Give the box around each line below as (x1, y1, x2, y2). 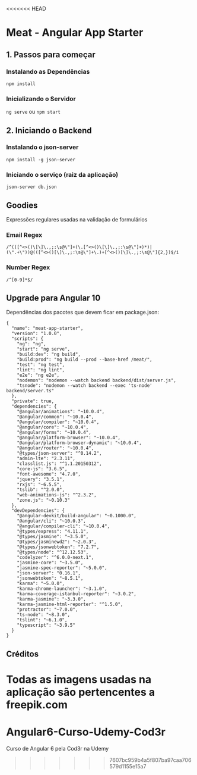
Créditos (6, 649, 39, 659)
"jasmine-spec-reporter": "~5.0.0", (17, 565, 108, 571)
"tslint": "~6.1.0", (17, 617, 68, 623)
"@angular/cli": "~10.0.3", (17, 518, 86, 524)
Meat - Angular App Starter (6, 26, 144, 39)
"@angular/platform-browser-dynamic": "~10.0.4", (17, 440, 142, 446)
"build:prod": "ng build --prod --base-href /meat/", (17, 357, 152, 362)
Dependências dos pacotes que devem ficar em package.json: (6, 309, 159, 316)
